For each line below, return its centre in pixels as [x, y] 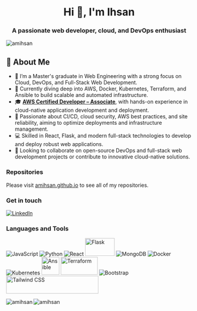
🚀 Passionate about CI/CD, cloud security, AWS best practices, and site [101, 116]
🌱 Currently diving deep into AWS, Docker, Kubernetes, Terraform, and [101, 89]
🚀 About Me [28, 62]
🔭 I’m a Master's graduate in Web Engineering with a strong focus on [98, 76]
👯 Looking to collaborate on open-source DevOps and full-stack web [98, 151]
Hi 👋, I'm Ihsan [99, 12]
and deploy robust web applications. [59, 144]
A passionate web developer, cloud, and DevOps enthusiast [99, 31]
